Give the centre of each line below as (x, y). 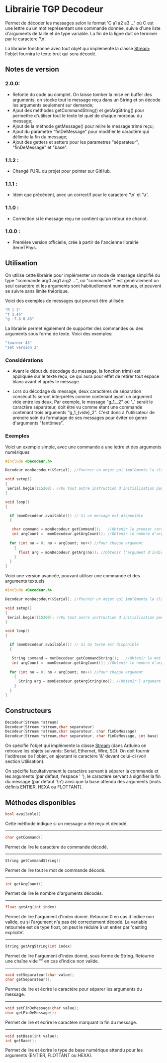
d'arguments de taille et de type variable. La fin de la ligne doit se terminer (81, 33)
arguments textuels (25, 581)
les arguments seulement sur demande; (53, 105)
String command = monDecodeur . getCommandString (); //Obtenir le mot (86, 658)
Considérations (24, 360)
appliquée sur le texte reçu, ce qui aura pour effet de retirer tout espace (86, 376)
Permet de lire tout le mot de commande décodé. (55, 870)
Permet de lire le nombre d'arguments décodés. (54, 893)
